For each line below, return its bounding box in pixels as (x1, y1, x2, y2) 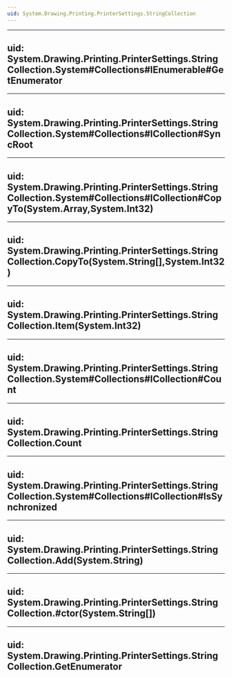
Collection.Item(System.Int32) (7, 320, 142, 332)
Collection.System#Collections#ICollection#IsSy (7, 490, 223, 502)
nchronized (7, 501, 57, 513)
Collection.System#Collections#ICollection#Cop (7, 192, 222, 204)
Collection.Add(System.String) (7, 554, 144, 566)
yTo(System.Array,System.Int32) (7, 202, 154, 215)
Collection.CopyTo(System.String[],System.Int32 (7, 256, 225, 267)
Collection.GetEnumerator (7, 661, 123, 673)
